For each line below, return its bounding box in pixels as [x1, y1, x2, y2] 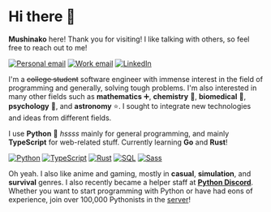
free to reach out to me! [8, 42, 88, 52]
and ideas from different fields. [8, 113, 112, 123]
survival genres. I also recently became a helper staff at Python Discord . [8, 177, 254, 187]
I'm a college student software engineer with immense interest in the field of [8, 74, 264, 84]
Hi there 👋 [8, 7, 75, 26]
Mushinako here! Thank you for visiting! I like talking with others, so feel [8, 34, 250, 44]
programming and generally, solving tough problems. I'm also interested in [8, 83, 257, 93]
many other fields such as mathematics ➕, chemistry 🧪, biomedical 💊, [8, 91, 246, 101]
